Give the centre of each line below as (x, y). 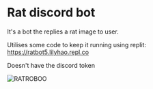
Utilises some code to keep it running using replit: (77, 44)
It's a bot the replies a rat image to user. (63, 31)
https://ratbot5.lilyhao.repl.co (48, 52)
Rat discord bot (51, 13)
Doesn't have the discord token (51, 65)
